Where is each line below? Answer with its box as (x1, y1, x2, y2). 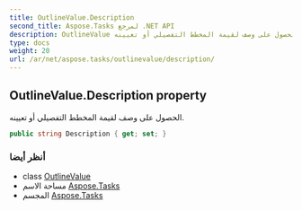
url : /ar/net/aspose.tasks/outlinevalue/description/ (9, 55, 216, 64)
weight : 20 (9, 47, 50, 56)
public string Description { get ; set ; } (9, 129, 167, 138)
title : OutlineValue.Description (9, 13, 135, 22)
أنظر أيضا (9, 150, 46, 162)
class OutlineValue (22, 171, 92, 181)
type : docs (9, 38, 50, 48)
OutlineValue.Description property (9, 88, 207, 103)
